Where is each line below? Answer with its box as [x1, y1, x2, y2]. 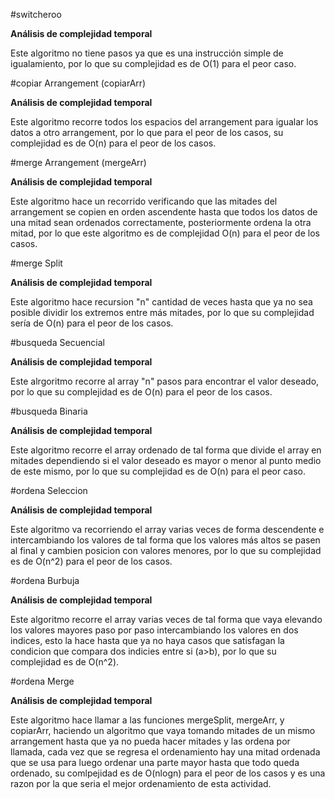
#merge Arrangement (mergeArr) [10, 157, 147, 168]
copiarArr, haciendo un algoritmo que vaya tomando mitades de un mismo [10, 725, 316, 736]
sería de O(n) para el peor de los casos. [10, 317, 174, 329]
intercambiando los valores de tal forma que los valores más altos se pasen [10, 534, 321, 546]
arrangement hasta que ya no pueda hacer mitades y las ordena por [10, 735, 291, 747]
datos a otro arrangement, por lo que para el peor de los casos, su [10, 127, 284, 138]
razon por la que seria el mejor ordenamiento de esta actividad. [10, 778, 272, 789]
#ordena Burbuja [10, 575, 80, 586]
